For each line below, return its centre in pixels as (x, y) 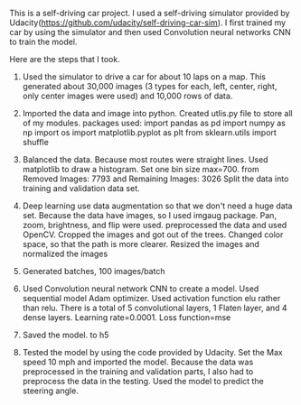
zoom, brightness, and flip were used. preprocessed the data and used (155, 225)
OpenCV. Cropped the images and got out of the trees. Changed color (153, 235)
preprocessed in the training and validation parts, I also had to (138, 372)
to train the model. (43, 41)
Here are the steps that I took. (65, 59)
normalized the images (65, 253)
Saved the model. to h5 (66, 335)
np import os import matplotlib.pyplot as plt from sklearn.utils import (150, 133)
